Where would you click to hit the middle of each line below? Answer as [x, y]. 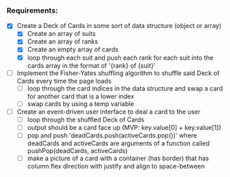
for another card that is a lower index [81, 96]
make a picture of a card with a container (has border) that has [118, 158]
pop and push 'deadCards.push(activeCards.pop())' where [112, 135]
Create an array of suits [62, 34]
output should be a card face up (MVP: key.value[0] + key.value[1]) [124, 127]
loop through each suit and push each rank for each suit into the [120, 58]
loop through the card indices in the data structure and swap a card [125, 88]
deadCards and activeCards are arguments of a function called [119, 143]
